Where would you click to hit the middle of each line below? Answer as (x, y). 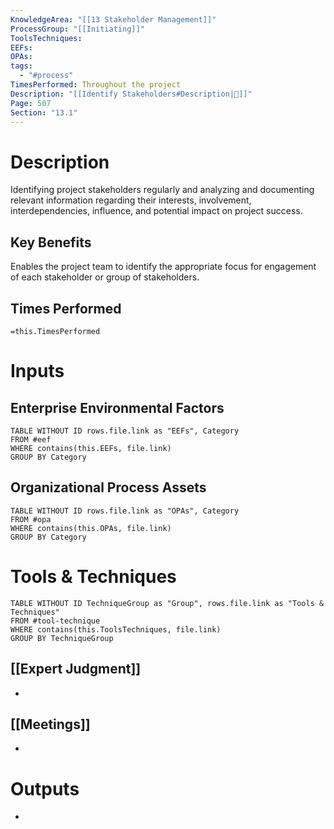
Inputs (37, 371)
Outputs (45, 788)
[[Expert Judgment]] (76, 669)
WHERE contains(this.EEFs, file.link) (91, 448)
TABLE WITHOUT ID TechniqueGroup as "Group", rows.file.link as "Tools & (167, 603)
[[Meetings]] (50, 724)
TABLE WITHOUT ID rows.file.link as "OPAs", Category (125, 511)
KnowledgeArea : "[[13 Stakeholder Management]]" (113, 19)
